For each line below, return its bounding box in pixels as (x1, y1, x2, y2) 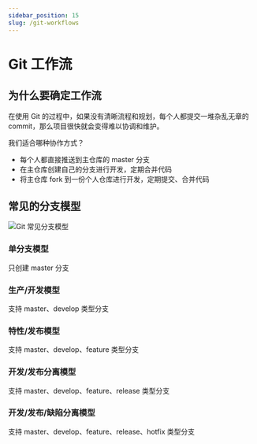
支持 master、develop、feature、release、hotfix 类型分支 (8, 427, 196, 436)
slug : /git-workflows (8, 19, 80, 27)
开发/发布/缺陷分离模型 (8, 407, 96, 418)
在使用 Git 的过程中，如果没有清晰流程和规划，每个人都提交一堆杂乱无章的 (8, 111, 250, 120)
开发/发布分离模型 (8, 367, 76, 378)
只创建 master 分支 (8, 263, 69, 272)
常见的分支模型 (8, 199, 81, 213)
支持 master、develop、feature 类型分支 (8, 345, 140, 354)
